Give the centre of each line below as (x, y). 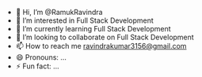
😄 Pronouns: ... (41, 57)
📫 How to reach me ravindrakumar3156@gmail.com (101, 46)
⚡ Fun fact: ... (37, 66)
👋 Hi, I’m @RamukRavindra (59, 12)
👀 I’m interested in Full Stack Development (85, 20)
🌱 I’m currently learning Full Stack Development (93, 29)
